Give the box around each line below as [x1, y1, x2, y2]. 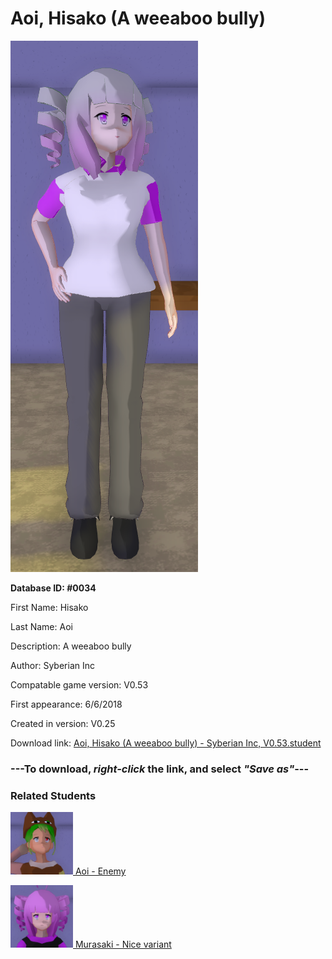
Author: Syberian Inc [10, 659, 95, 671]
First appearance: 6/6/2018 [10, 698, 123, 710]
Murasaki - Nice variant [74, 938, 172, 951]
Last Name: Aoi [10, 620, 73, 632]
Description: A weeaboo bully [10, 640, 132, 652]
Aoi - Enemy [74, 865, 127, 877]
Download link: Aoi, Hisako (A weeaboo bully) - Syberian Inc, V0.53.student [10, 737, 322, 749]
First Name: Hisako [10, 601, 89, 613]
